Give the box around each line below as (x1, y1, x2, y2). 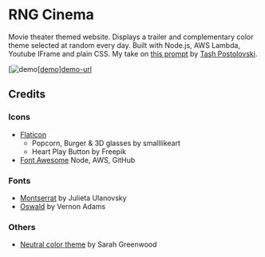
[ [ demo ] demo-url (8, 64, 92, 73)
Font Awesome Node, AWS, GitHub (19, 155, 136, 164)
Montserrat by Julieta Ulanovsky (19, 193, 127, 203)
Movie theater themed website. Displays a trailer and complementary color (8, 32, 254, 42)
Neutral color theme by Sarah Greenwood (19, 239, 157, 249)
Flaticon (19, 129, 46, 139)
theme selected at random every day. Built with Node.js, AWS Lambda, (8, 40, 241, 49)
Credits (8, 88, 46, 101)
